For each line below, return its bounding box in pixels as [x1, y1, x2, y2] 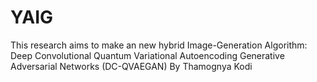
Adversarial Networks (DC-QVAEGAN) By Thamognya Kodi [10, 60, 253, 72]
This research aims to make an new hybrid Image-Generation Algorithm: [10, 39, 308, 51]
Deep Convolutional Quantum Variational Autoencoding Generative [10, 49, 285, 61]
